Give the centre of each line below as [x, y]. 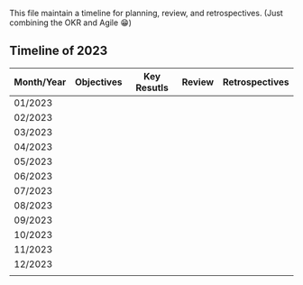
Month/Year [40, 82]
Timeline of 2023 [59, 51]
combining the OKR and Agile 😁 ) [71, 23]
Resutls [151, 87]
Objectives [99, 82]
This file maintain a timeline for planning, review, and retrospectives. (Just [147, 13]
